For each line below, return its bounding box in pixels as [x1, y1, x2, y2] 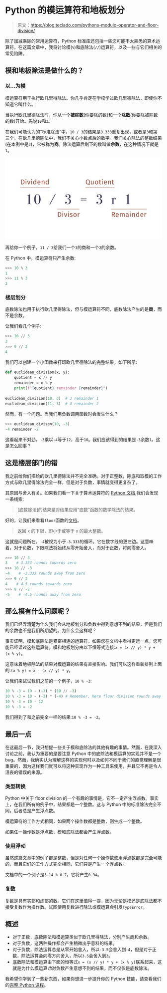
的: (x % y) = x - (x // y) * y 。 [5, 667, 74, 674]
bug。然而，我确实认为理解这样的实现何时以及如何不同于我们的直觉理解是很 [5, 756, 162, 762]
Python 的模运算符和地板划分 [5, 4, 125, 16]
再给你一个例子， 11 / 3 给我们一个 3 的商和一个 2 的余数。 [5, 244, 119, 250]
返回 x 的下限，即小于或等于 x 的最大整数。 [17, 527, 106, 534]
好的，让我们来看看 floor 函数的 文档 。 [5, 517, 82, 523]
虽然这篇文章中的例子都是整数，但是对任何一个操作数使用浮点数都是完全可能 [5, 855, 162, 861]
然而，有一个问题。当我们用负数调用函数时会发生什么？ [5, 411, 118, 417]
